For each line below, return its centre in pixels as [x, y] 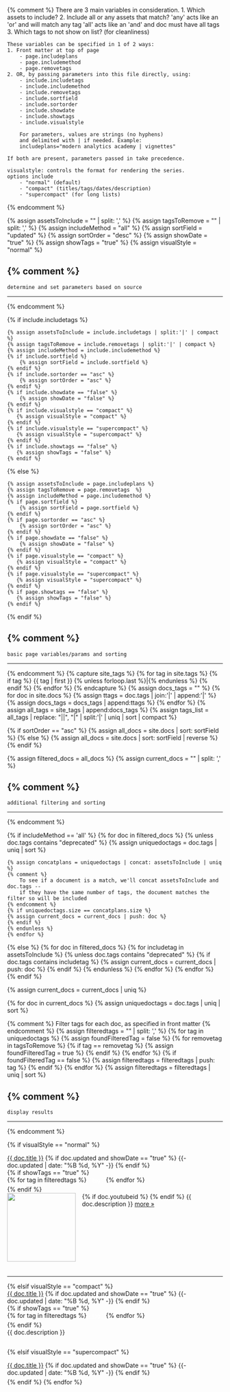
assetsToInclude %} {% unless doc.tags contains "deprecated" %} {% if [109, 955]
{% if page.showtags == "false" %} [58, 592]
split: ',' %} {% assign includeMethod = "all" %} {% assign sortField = [105, 228]
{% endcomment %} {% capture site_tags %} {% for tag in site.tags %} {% [113, 673]
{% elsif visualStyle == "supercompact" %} [68, 1352]
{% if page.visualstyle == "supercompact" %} [73, 574]
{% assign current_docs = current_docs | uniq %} [77, 990]
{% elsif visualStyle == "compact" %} [60, 1286]
